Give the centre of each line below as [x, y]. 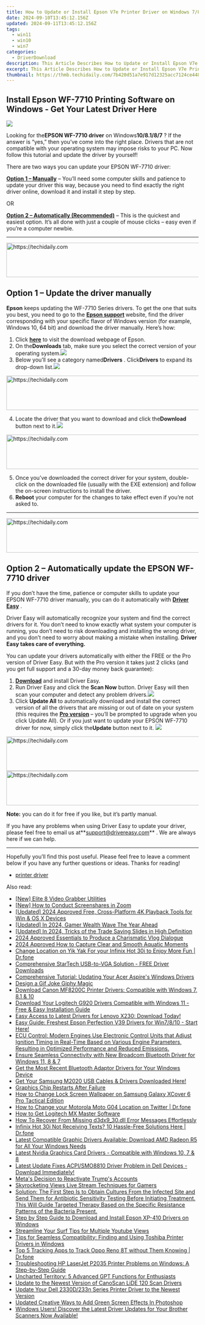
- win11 [22, 35]
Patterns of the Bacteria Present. [56, 1211]
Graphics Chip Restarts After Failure [60, 1087]
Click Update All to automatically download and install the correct [98, 701]
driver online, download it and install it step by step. [71, 192]
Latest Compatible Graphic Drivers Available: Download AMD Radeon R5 [106, 1139]
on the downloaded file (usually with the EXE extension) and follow [112, 484]
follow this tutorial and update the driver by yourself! [72, 155]
